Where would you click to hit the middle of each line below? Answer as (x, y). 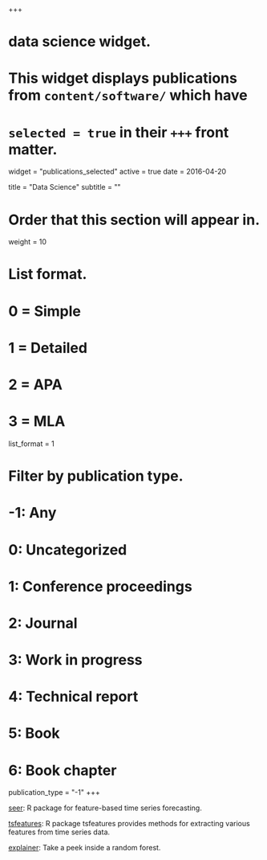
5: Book (34, 733)
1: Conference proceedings (100, 586)
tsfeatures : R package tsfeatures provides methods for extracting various (129, 824)
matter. (33, 149)
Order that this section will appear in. (134, 220)
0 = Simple (45, 311)
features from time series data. (59, 832)
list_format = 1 (31, 444)
